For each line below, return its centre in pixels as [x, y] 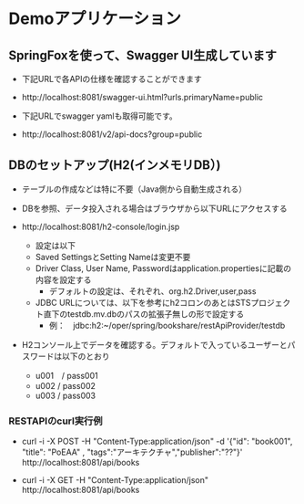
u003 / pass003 [66, 395]
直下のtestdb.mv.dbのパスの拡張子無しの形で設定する [144, 314]
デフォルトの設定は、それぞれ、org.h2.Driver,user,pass [152, 291]
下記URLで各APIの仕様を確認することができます [111, 79]
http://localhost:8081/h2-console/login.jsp [101, 226]
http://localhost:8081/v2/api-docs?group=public [112, 134]
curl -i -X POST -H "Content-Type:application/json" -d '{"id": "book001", [157, 441]
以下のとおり [86, 356]
